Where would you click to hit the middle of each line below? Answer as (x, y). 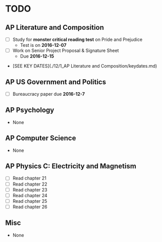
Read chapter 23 (30, 190)
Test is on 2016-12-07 (43, 45)
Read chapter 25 (30, 201)
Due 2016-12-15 (37, 56)
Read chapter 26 (30, 207)
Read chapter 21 (30, 178)
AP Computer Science (41, 138)
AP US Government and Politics (56, 82)
